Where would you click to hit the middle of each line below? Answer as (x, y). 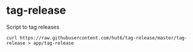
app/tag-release (53, 43)
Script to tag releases (33, 27)
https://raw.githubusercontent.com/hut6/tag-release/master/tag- (103, 38)
